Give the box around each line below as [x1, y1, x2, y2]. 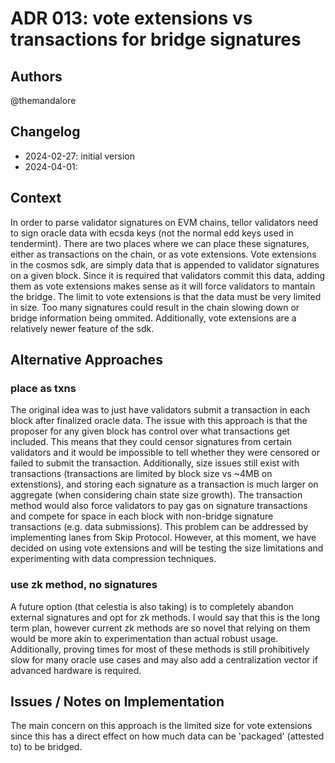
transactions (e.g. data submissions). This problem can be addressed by [10, 521, 309, 533]
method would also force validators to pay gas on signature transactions [10, 500, 308, 512]
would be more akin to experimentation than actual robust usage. [10, 632, 279, 644]
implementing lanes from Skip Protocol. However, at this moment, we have [10, 532, 317, 544]
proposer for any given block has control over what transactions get [10, 425, 290, 437]
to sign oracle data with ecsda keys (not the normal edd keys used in [10, 227, 294, 239]
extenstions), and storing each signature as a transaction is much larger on [10, 478, 319, 491]
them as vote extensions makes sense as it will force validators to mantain [10, 280, 316, 292]
